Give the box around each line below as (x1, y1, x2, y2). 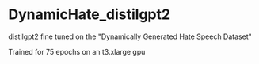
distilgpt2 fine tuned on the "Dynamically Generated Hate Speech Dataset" (8, 32, 252, 41)
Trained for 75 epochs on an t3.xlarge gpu (8, 47, 146, 56)
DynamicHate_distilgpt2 (8, 6, 171, 24)
